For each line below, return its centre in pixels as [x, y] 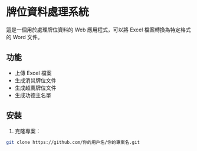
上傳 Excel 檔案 [33, 73]
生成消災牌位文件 [35, 80]
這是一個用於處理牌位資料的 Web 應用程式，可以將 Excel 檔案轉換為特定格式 [98, 30]
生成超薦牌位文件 [35, 88]
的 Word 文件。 [24, 37]
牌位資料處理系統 [48, 12]
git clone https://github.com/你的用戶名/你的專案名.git [73, 142]
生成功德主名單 [33, 95]
